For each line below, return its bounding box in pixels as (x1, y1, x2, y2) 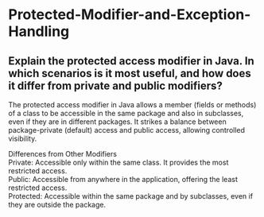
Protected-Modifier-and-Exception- (8, 6, 251, 24)
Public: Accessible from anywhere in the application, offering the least (8, 175, 239, 184)
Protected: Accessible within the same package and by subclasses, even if (8, 192, 253, 200)
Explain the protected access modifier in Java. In (8, 54, 254, 68)
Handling (8, 22, 70, 41)
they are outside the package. (8, 200, 106, 209)
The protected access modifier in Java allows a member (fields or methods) (8, 100, 257, 109)
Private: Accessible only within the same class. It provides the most (8, 157, 229, 167)
